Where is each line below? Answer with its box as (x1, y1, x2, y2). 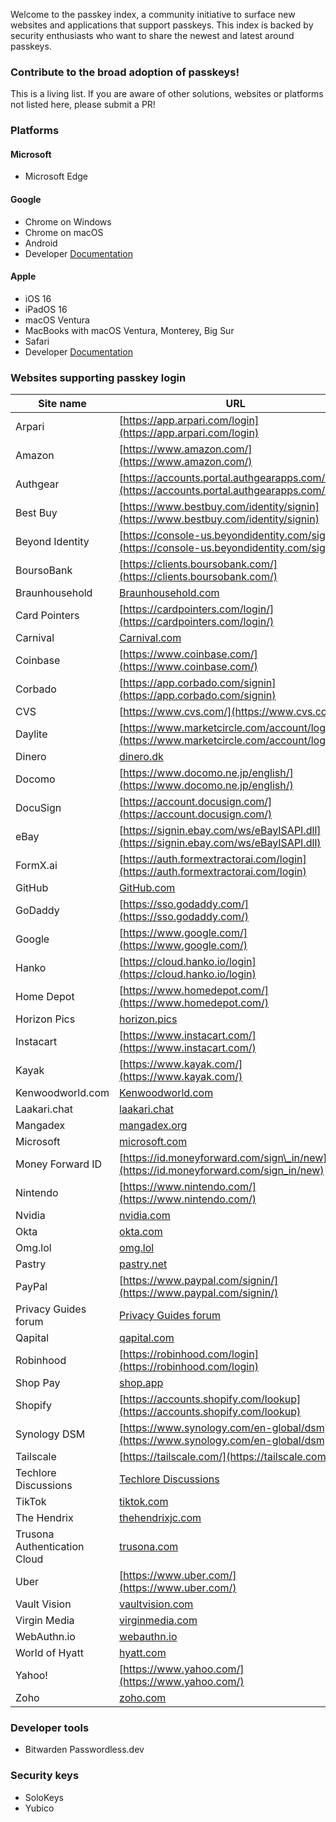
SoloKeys (24, 1791, 64, 1803)
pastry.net (119, 1257, 168, 1271)
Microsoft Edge (24, 170, 89, 183)
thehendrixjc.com (119, 1511, 202, 1525)
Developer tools (10, 1721, 90, 1735)
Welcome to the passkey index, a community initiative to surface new (10, 9, 296, 20)
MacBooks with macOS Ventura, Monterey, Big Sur (24, 324, 235, 336)
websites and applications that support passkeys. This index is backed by (10, 19, 314, 31)
